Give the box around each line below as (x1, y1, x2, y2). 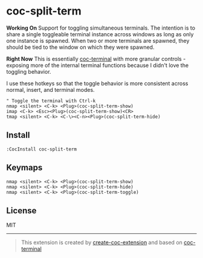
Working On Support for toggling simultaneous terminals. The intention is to (6, 24, 195, 31)
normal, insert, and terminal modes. (6, 86, 95, 93)
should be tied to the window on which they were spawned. (6, 44, 155, 51)
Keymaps (6, 163, 43, 173)
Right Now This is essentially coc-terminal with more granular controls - (6, 55, 186, 62)
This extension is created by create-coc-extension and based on (21, 239, 183, 246)
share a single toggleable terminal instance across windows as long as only (6, 30, 194, 37)
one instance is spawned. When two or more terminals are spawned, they (6, 37, 190, 44)
